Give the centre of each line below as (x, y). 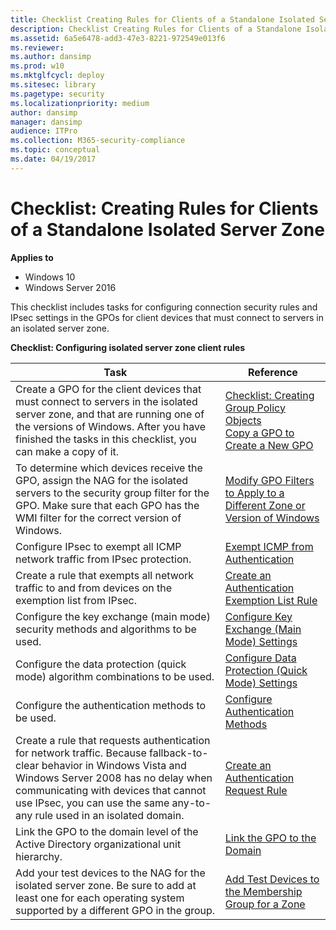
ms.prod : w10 (37, 66)
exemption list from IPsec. (76, 600)
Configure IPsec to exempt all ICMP (98, 546)
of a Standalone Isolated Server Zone (167, 229)
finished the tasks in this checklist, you (106, 439)
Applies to (32, 257)
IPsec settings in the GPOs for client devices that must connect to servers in (167, 317)
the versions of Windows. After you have (110, 426)
